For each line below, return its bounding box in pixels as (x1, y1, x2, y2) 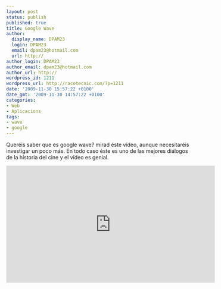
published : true (6, 20, 46, 26)
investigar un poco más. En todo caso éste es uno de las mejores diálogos (6, 147, 189, 155)
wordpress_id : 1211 (6, 75, 55, 81)
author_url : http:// (6, 70, 58, 76)
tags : (6, 114, 20, 120)
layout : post (6, 8, 39, 15)
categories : (6, 97, 36, 103)
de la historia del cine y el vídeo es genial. (6, 154, 109, 161)
